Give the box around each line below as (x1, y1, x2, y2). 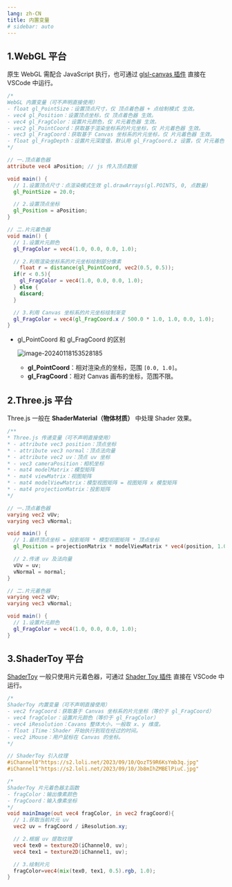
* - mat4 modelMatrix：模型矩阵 (7, 467, 95, 474)
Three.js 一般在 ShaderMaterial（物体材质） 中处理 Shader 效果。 (7, 414, 195, 422)
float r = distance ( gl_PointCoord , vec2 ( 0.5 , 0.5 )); (19, 265, 175, 271)
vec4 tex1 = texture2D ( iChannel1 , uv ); (13, 848, 128, 855)
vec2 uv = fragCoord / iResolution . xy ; (13, 823, 128, 830)
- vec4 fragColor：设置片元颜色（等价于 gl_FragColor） (7, 715, 159, 722)
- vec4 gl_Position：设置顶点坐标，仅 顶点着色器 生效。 (7, 111, 157, 118)
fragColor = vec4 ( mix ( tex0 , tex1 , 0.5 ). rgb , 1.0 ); (13, 867, 156, 875)
